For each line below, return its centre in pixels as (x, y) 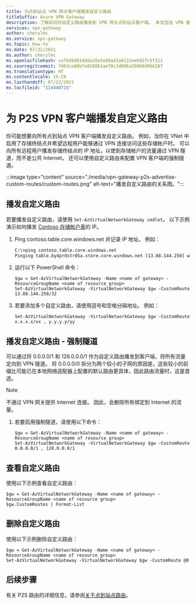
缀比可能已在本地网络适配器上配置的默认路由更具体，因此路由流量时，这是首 (98, 371)
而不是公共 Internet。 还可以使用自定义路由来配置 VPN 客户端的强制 (98, 158)
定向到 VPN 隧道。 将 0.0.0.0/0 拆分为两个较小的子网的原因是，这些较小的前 (97, 364)
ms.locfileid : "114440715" (39, 88)
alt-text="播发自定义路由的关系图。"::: (139, 184)
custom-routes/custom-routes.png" (49, 184)
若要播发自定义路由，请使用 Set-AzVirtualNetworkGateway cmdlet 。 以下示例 (98, 219)
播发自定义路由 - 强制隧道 (52, 341)
